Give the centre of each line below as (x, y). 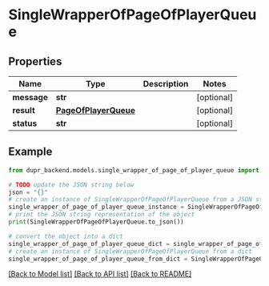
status (25, 123)
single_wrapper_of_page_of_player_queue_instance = (96, 207)
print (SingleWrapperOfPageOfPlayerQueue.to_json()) (96, 222)
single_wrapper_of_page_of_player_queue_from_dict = (98, 259)
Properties (35, 61)
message (30, 97)
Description (166, 84)
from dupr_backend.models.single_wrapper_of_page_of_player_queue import (134, 170)
